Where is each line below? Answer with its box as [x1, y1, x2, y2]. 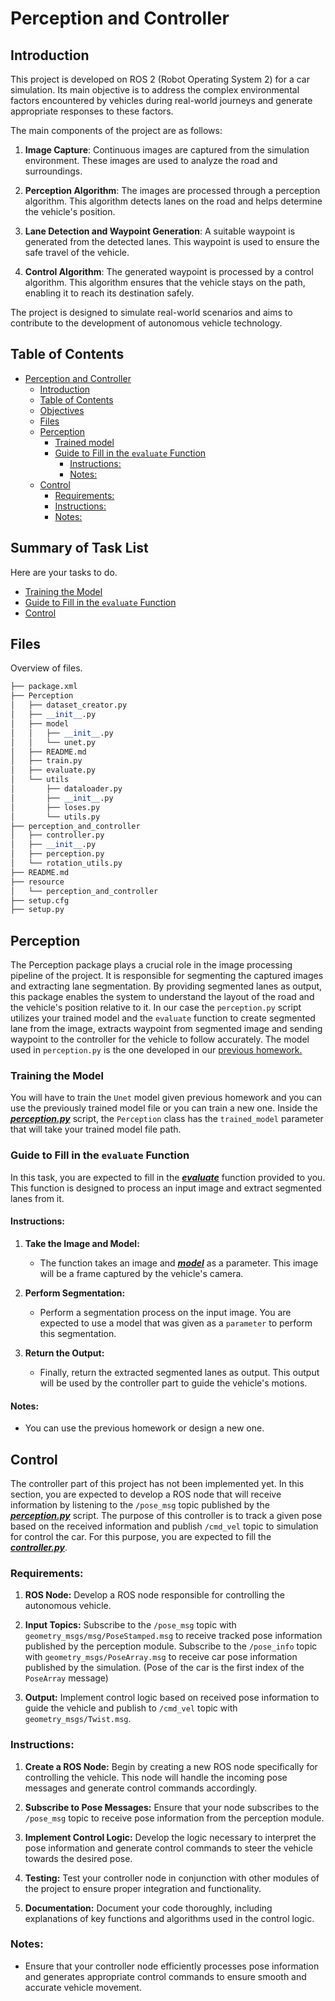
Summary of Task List [10, 540, 149, 557]
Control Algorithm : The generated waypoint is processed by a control [24, 266, 314, 277]
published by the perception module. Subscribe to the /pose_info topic [24, 1640, 318, 1652]
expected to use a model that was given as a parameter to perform [39, 1317, 313, 1329]
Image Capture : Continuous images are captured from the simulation [24, 144, 310, 156]
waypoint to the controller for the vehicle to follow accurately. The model [10, 1033, 310, 1046]
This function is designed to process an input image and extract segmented [10, 1182, 322, 1194]
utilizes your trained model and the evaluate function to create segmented [10, 1012, 316, 1024]
